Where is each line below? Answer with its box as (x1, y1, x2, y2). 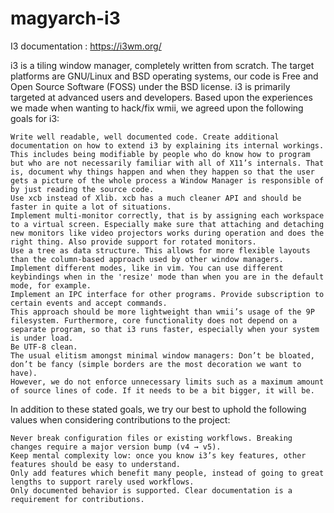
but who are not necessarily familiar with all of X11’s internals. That (10, 158, 325, 168)
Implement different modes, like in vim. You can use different (10, 263, 284, 273)
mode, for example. (10, 280, 92, 291)
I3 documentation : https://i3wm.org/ (10, 40, 162, 52)
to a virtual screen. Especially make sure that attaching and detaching (10, 219, 325, 229)
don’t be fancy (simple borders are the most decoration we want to (10, 359, 302, 369)
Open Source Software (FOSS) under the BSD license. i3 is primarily (10, 80, 291, 92)
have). (10, 368, 38, 378)
